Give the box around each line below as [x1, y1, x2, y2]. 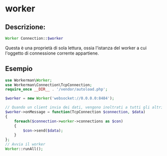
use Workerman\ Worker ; [5, 78, 52, 82]
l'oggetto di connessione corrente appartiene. [5, 50, 99, 56]
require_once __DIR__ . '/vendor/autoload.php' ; [5, 87, 108, 92]
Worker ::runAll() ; [5, 147, 43, 152]
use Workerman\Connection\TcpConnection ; [5, 82, 92, 87]
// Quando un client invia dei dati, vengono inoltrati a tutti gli [5, 105, 150, 110]
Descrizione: [5, 23, 46, 31]
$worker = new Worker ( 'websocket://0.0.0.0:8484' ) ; [5, 96, 114, 101]
